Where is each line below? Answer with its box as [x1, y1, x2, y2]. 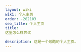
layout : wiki [5, 7, 32, 12]
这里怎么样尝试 [5, 30, 31, 35]
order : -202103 [5, 16, 37, 21]
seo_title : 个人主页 [5, 21, 44, 26]
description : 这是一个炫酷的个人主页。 [5, 39, 78, 45]
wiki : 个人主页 [5, 12, 34, 17]
